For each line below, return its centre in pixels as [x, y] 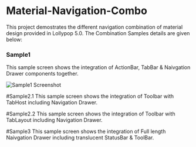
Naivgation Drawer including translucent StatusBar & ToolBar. [80, 138]
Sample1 [18, 54]
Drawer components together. [42, 74]
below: [14, 39]
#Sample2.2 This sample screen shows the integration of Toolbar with [91, 114]
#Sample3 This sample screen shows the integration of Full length [86, 131]
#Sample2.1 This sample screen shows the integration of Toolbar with [90, 96]
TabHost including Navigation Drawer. [52, 102]
